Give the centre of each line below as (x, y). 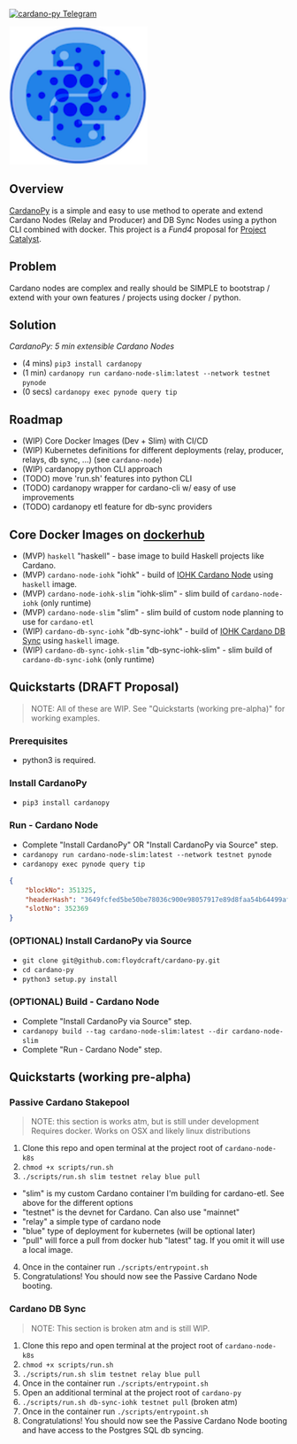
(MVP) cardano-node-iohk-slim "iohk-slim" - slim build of (126, 594)
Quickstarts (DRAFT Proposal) (94, 687)
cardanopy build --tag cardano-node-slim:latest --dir (125, 1031)
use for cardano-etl (58, 622)
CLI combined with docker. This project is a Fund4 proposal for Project (138, 229)
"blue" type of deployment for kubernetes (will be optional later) (139, 1232)
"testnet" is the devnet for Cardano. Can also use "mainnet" (131, 1212)
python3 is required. (59, 761)
